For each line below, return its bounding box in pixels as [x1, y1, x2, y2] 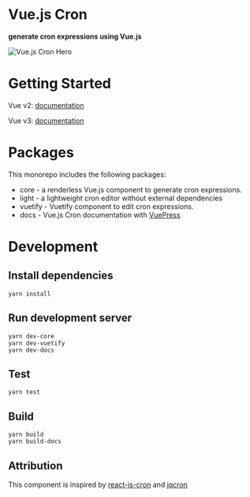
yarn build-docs [8, 438, 62, 446]
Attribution [8, 459, 63, 473]
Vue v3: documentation [8, 116, 84, 125]
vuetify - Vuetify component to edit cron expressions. [19, 201, 194, 211]
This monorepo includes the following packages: [8, 170, 166, 179]
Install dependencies [8, 269, 114, 282]
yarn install [8, 290, 51, 297]
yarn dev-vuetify [8, 339, 65, 347]
